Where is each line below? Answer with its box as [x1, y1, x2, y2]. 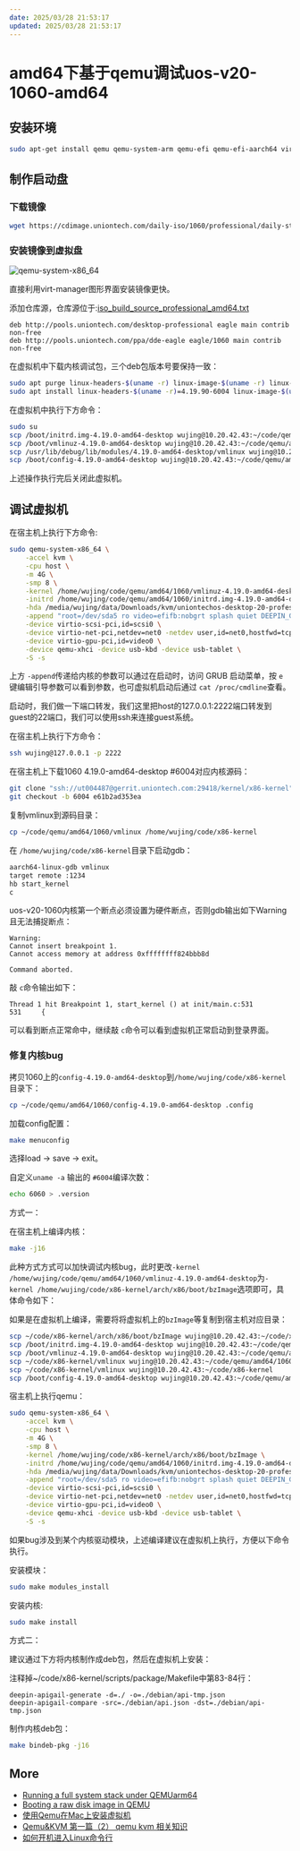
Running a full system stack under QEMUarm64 [21, 1790, 198, 1801]
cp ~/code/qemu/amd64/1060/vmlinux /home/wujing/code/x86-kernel [9, 827, 257, 837]
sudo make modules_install [9, 1582, 110, 1591]
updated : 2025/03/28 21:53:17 [9, 21, 122, 30]
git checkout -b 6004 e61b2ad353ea [9, 793, 142, 801]
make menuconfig [9, 1135, 70, 1144]
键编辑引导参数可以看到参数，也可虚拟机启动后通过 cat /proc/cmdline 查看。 [9, 681, 291, 692]
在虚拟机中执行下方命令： [9, 404, 104, 415]
